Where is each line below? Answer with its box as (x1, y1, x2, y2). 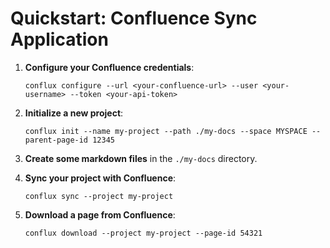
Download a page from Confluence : (24, 208, 176, 221)
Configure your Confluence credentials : (24, 61, 195, 73)
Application (10, 28, 109, 51)
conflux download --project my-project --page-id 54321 (24, 228, 263, 238)
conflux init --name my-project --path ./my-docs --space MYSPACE (24, 126, 308, 136)
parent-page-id (24, 135, 89, 145)
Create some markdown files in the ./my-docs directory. (24, 152, 258, 164)
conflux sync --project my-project (24, 191, 174, 201)
